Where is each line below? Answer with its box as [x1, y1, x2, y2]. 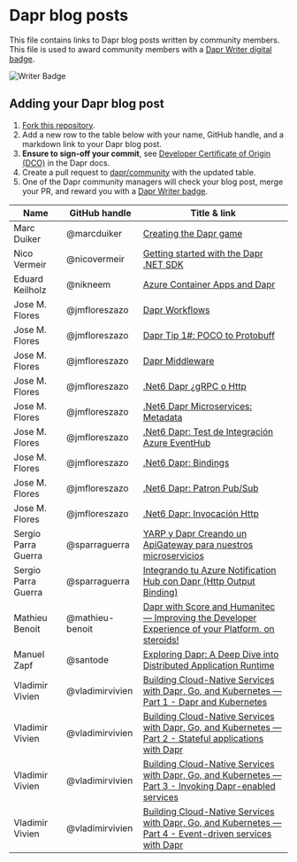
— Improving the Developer [142, 611, 257, 624]
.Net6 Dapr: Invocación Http [142, 507, 259, 519]
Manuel [13, 648, 45, 660]
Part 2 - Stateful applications [142, 732, 264, 744]
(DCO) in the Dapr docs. [21, 157, 110, 168]
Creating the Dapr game [142, 227, 243, 239]
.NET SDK [142, 258, 184, 270]
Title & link [190, 206, 237, 219]
